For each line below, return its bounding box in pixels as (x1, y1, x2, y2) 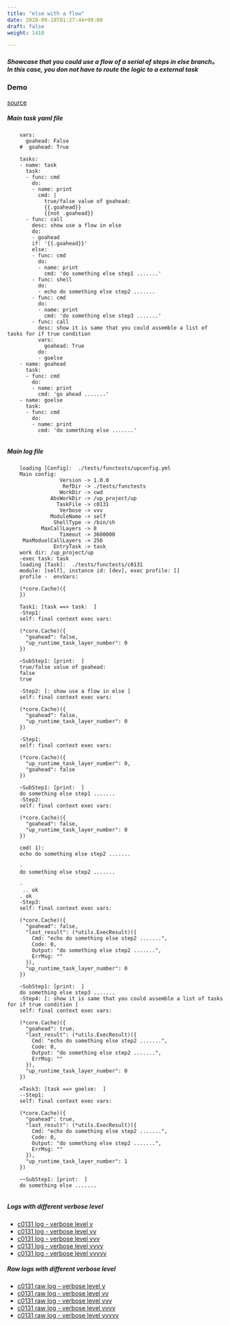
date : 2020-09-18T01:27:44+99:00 (7, 17, 103, 23)
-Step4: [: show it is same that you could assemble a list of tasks (19, 995, 224, 1002)
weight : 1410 (7, 29, 45, 37)
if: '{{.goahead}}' (32, 240, 88, 247)
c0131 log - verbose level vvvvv (17, 1249, 107, 1257)
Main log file (7, 447, 43, 455)
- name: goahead (19, 360, 67, 367)
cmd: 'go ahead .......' (37, 391, 109, 397)
